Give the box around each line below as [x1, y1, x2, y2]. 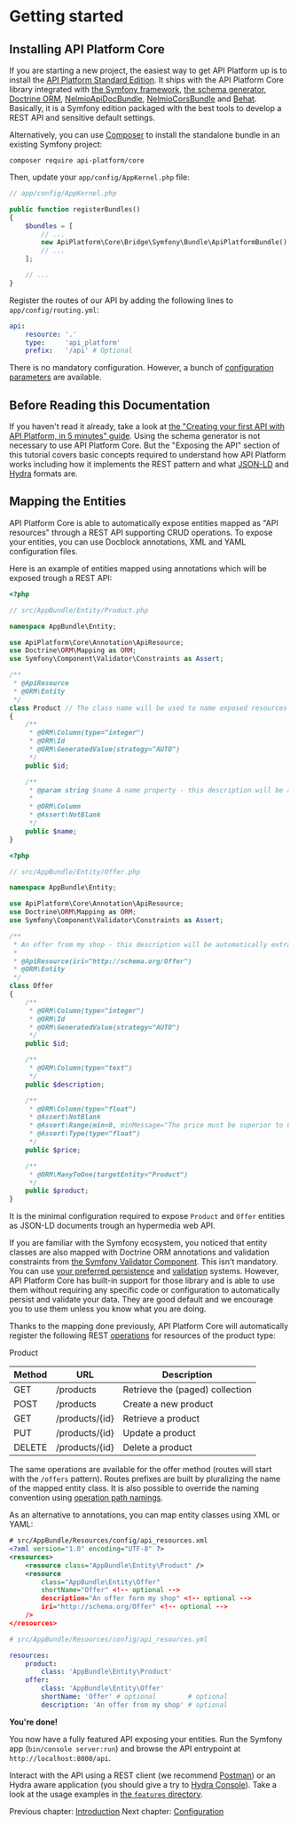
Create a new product [122, 1398, 214, 1410]
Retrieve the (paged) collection [122, 1383, 253, 1396]
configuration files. [9, 546, 78, 556]
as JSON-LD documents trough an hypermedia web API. [9, 1220, 216, 1231]
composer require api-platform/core [9, 156, 145, 165]
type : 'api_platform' [25, 338, 122, 347]
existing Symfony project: [9, 139, 103, 149]
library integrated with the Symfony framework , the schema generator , [9, 84, 267, 94]
